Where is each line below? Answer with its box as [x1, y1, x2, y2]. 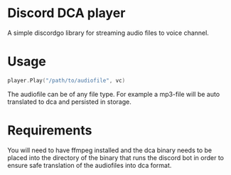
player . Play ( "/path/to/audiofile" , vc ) [7, 77, 126, 84]
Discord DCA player [7, 5, 126, 21]
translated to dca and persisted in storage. [7, 97, 131, 106]
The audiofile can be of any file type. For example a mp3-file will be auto [7, 90, 220, 98]
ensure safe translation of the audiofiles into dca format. [7, 161, 172, 169]
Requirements [7, 122, 92, 138]
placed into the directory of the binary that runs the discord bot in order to [7, 153, 224, 161]
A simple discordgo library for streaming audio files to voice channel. [7, 28, 210, 37]
